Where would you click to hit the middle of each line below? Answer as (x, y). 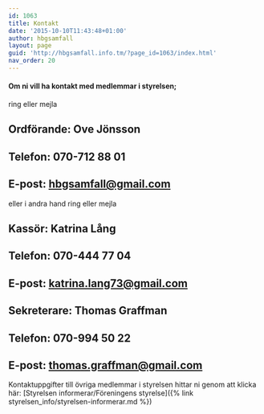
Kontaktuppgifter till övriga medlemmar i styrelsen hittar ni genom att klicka (132, 385)
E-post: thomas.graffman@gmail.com (106, 365)
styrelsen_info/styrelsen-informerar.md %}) (80, 402)
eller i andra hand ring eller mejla (63, 203)
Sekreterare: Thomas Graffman (88, 311)
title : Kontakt (34, 23)
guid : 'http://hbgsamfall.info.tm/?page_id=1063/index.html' (113, 53)
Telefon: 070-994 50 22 (69, 338)
